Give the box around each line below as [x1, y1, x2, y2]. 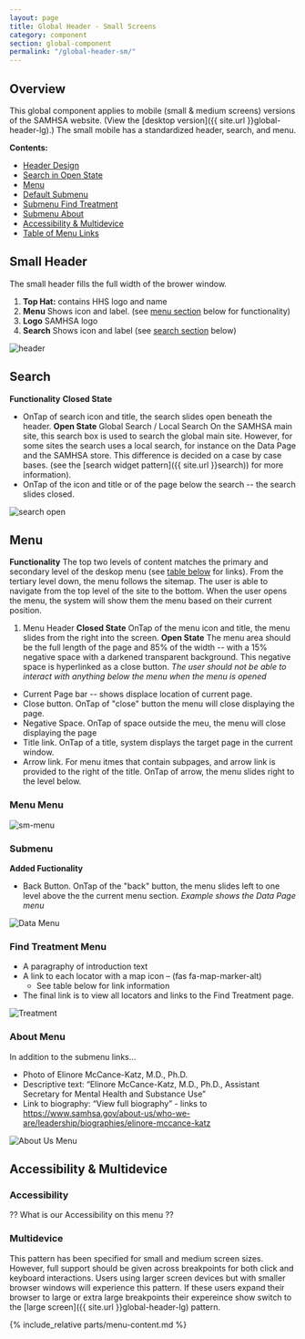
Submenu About [22, 208, 85, 219]
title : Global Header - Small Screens [9, 22, 157, 31]
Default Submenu [22, 189, 89, 200]
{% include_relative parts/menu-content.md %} [9, 1319, 188, 1330]
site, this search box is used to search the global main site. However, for [22, 430, 293, 441]
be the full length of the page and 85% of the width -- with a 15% [22, 642, 268, 653]
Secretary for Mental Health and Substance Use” [22, 1088, 207, 1099]
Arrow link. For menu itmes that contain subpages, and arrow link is [22, 757, 276, 767]
